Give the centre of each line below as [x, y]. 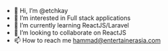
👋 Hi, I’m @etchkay [41, 11]
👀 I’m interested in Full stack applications [72, 18]
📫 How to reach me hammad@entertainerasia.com [87, 40]
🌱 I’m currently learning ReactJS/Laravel [72, 25]
